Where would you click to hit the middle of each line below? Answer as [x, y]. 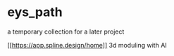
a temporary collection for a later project [66, 31]
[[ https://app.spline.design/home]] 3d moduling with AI [87, 45]
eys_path [35, 12]
